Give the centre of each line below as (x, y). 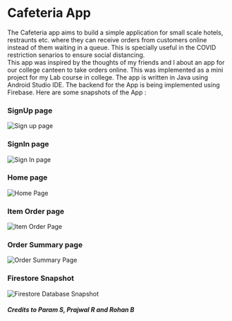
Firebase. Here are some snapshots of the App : (77, 92)
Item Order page (36, 211)
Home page (28, 177)
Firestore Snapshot (41, 278)
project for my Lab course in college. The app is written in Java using (108, 77)
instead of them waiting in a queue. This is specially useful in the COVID (112, 47)
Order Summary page (45, 245)
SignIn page (28, 144)
